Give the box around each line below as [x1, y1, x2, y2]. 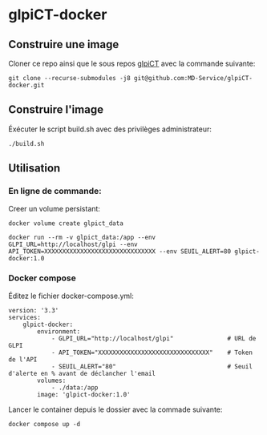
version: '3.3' [8, 306, 59, 314]
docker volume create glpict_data [8, 219, 124, 228]
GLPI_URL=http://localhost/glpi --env [8, 240, 138, 248]
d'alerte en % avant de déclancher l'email [8, 369, 156, 377]
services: [8, 313, 42, 321]
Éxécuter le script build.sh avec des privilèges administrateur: [8, 124, 212, 134]
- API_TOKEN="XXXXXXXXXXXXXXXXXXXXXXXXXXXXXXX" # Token [51, 348, 253, 356]
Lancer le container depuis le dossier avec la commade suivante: [8, 405, 223, 414]
